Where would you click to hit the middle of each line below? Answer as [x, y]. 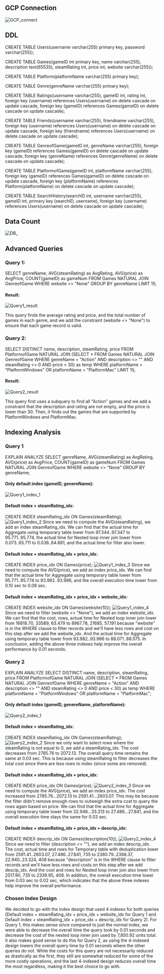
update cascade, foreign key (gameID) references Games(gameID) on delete [82, 106]
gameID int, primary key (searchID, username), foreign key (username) [76, 201]
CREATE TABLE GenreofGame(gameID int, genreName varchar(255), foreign [82, 145]
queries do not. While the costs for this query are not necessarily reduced [79, 951]
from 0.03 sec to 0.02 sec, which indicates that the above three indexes [77, 881]
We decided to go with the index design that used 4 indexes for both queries [82, 909]
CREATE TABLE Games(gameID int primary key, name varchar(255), [73, 62]
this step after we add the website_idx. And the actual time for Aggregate [79, 634]
